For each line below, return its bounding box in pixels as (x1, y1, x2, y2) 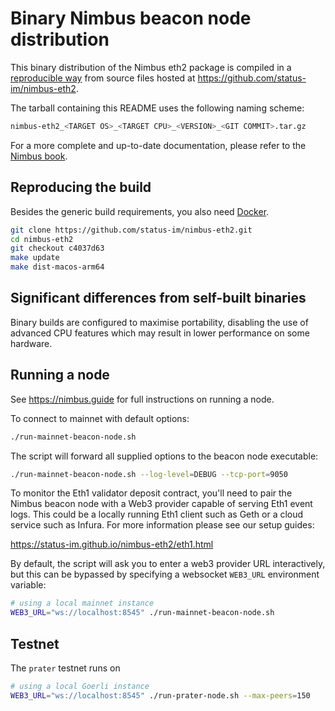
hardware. (10, 337, 53, 349)
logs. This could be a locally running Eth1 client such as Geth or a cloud (10, 508, 304, 521)
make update (10, 253, 60, 263)
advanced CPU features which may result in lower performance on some (10, 327, 310, 339)
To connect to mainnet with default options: (10, 412, 190, 424)
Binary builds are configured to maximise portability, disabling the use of (10, 316, 309, 328)
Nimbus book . (10, 150, 68, 162)
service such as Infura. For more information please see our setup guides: (10, 519, 315, 531)
